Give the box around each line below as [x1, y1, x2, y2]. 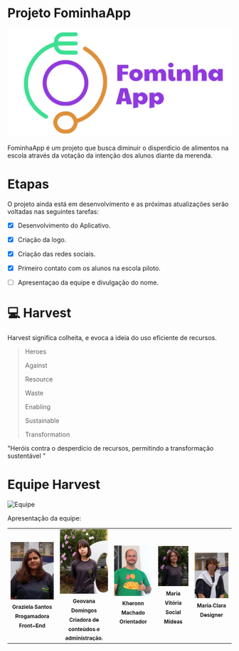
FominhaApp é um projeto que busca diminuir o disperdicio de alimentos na [7, 143, 229, 152]
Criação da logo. [17, 235, 67, 244]
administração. [65, 635, 103, 642]
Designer [200, 611, 223, 618]
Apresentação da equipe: [7, 513, 82, 522]
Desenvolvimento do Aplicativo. [17, 221, 111, 230]
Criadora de [68, 616, 100, 623]
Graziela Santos [11, 604, 53, 611]
